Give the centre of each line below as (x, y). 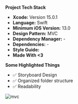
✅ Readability (27, 86)
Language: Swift (30, 23)
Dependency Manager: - (39, 39)
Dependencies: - (31, 44)
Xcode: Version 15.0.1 (35, 17)
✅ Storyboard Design (35, 75)
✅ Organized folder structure (43, 81)
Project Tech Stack (26, 7)
